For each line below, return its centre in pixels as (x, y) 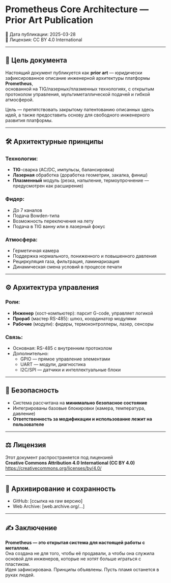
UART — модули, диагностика (53, 364)
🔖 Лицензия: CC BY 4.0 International (44, 40)
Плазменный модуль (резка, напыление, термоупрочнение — (81, 180)
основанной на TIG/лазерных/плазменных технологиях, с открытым (80, 89)
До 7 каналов (27, 210)
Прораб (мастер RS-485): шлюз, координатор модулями (75, 318)
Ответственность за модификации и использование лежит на (82, 419)
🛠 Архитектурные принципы (54, 142)
